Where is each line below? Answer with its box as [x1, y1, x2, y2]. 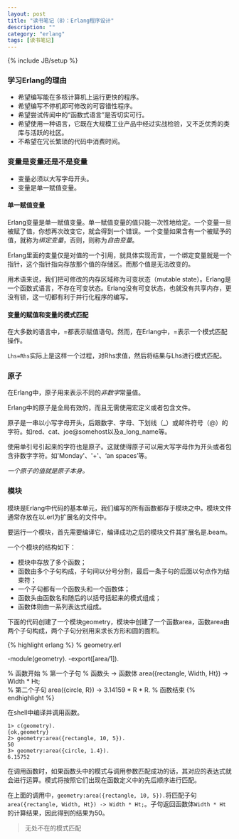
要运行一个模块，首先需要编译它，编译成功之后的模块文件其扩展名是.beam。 [7, 528, 232, 536]
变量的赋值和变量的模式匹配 [7, 310, 89, 319]
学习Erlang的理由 [7, 75, 68, 85]
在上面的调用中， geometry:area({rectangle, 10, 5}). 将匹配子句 [7, 791, 197, 799]
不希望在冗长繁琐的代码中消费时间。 [17, 137, 124, 146]
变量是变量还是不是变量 [7, 157, 87, 167]
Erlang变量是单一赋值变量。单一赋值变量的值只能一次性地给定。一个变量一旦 [7, 218, 233, 226]
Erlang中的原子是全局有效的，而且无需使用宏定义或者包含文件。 [7, 403, 195, 412]
